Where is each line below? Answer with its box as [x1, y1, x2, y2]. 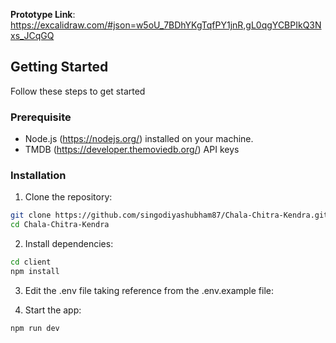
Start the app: [24, 304, 82, 316]
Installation [10, 169, 67, 183]
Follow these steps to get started [10, 85, 146, 97]
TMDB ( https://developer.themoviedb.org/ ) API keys [24, 144, 240, 156]
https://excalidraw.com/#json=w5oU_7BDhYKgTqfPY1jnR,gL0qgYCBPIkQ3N [10, 19, 322, 31]
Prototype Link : [10, 9, 76, 20]
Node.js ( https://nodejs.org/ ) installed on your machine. [24, 133, 254, 145]
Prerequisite [10, 110, 72, 124]
